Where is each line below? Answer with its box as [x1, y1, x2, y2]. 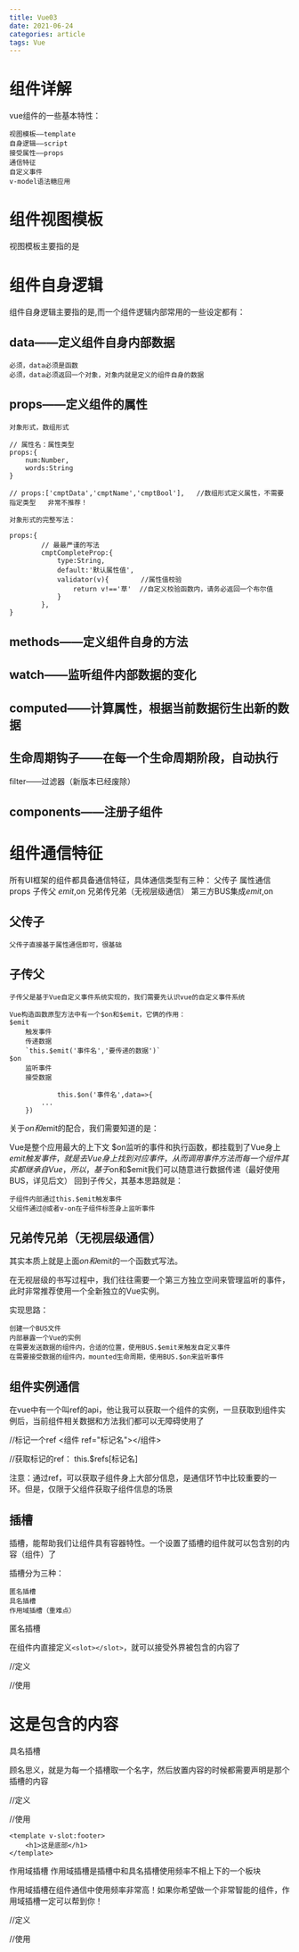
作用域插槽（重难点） [9, 1607, 76, 1616]
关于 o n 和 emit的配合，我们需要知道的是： [9, 1122, 160, 1133]
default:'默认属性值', [56, 566, 135, 575]
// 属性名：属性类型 [9, 440, 75, 449]
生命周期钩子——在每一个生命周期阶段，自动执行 [9, 750, 279, 765]
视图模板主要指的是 [9, 241, 80, 252]
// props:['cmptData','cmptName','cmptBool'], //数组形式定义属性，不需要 [9, 488, 285, 498]
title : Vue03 [9, 12, 58, 22]
